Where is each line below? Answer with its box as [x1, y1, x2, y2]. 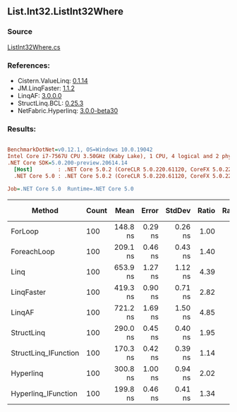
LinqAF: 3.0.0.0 [17, 91, 62, 99]
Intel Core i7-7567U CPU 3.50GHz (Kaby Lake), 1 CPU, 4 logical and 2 [7, 153, 219, 160]
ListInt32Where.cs [7, 42, 61, 51]
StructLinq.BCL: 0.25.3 [17, 99, 84, 107]
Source [7, 27, 33, 37]
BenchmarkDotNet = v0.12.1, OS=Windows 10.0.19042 [7, 146, 153, 154]
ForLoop [11, 226, 39, 236]
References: [7, 60, 51, 70]
